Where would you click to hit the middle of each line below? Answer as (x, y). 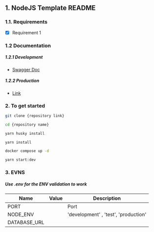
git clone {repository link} (35, 116)
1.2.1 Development (24, 57)
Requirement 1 (27, 32)
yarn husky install (25, 133)
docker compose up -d (27, 151)
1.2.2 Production (22, 81)
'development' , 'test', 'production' (107, 214)
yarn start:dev (21, 160)
